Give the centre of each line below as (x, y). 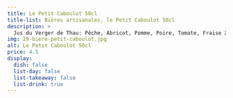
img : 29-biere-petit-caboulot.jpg (57, 39)
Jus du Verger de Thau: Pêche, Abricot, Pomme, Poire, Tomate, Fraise (118, 33)
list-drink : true (38, 84)
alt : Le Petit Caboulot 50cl (49, 46)
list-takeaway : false (45, 78)
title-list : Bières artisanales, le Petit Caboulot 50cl (91, 20)
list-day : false (37, 71)
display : (20, 59)
